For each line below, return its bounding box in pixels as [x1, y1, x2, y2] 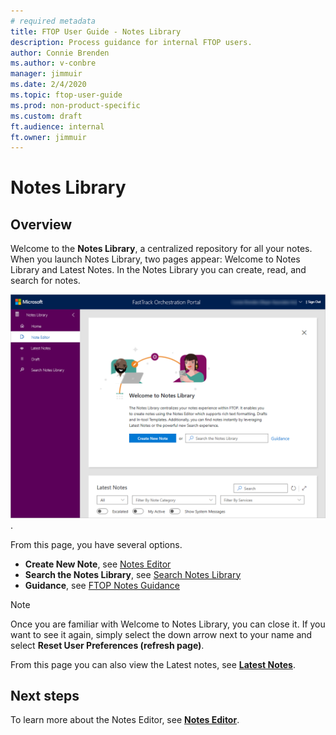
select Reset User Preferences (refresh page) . [10, 639, 205, 651]
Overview [10, 216, 73, 233]
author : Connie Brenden [10, 48, 110, 58]
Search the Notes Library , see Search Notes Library [24, 568, 242, 580]
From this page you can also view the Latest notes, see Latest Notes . [10, 658, 296, 670]
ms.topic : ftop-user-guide [10, 90, 123, 100]
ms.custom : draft [10, 111, 83, 121]
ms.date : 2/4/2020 [10, 80, 87, 90]
